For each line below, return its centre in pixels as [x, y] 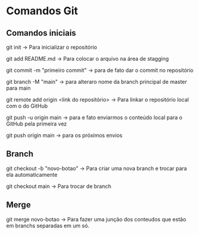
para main [18, 88]
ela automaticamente [32, 174]
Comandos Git [42, 11]
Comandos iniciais [41, 33]
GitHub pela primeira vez [37, 124]
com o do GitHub [27, 106]
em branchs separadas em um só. [48, 225]
